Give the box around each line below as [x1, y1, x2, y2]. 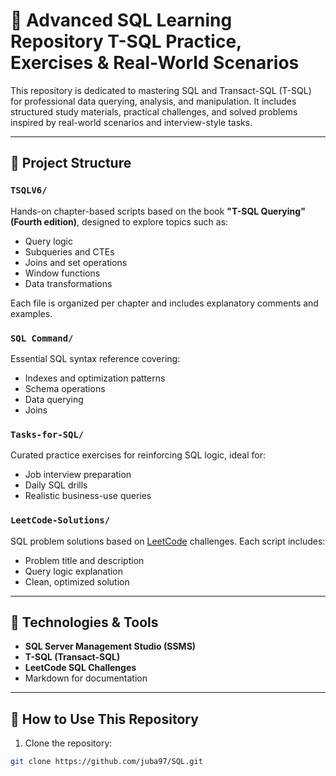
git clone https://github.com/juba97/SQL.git [10, 757, 203, 767]
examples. [10, 307, 53, 319]
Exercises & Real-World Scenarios [10, 52, 300, 74]
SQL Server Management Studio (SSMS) [24, 640, 197, 653]
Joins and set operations [24, 256, 128, 268]
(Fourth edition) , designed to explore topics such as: [10, 215, 229, 228]
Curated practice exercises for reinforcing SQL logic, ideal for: [10, 449, 266, 461]
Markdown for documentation [24, 672, 148, 684]
